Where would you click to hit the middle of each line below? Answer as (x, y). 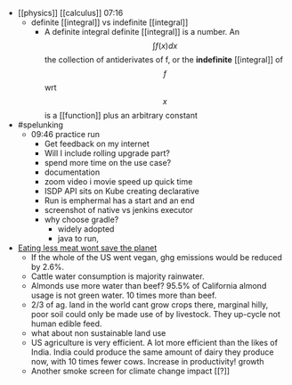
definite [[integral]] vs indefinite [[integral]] (109, 22)
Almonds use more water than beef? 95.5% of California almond (149, 286)
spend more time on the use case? (108, 163)
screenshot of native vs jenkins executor (118, 210)
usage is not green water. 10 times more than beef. (124, 295)
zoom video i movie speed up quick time (118, 181)
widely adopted (86, 229)
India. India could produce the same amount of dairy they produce (152, 352)
